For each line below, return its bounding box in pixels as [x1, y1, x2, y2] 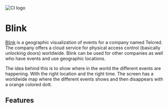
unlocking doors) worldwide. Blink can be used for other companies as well [5, 50, 163, 56]
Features [5, 96, 34, 105]
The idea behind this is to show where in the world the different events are [5, 65, 161, 71]
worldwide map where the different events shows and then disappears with [5, 76, 163, 82]
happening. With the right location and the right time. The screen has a [5, 70, 154, 77]
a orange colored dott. [5, 81, 52, 87]
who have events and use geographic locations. [5, 55, 106, 61]
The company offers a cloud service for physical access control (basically [5, 45, 160, 51]
